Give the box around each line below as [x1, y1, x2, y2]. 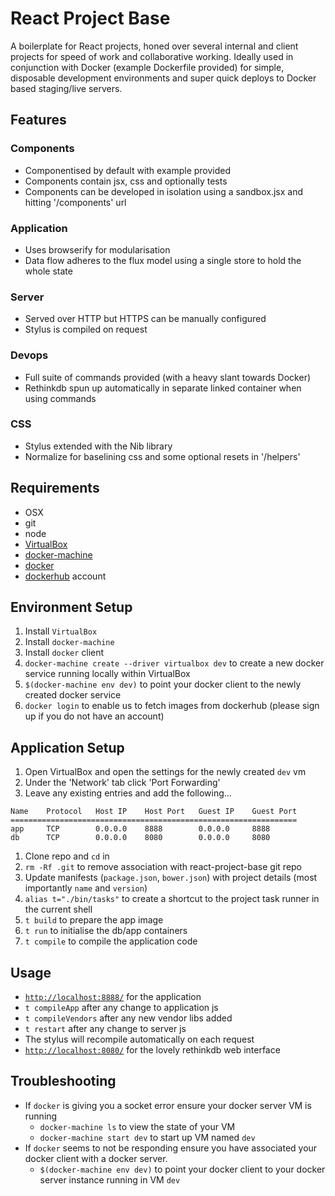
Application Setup [10, 739, 125, 756]
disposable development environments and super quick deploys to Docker [10, 72, 317, 84]
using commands [24, 392, 97, 404]
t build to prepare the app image [24, 914, 164, 926]
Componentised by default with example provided [24, 164, 232, 176]
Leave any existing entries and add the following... [24, 787, 232, 799]
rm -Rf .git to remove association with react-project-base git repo [24, 861, 303, 873]
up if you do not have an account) [24, 710, 165, 722]
